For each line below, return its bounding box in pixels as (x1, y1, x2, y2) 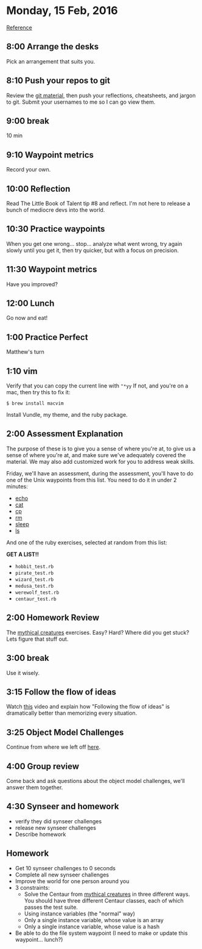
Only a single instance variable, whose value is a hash (24, 923, 160, 930)
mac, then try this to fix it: (6, 389, 71, 396)
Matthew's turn (6, 348, 44, 356)
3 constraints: (15, 884, 50, 891)
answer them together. (6, 784, 63, 791)
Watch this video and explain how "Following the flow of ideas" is (6, 703, 170, 710)
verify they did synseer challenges (15, 817, 102, 825)
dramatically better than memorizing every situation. (6, 709, 138, 717)
